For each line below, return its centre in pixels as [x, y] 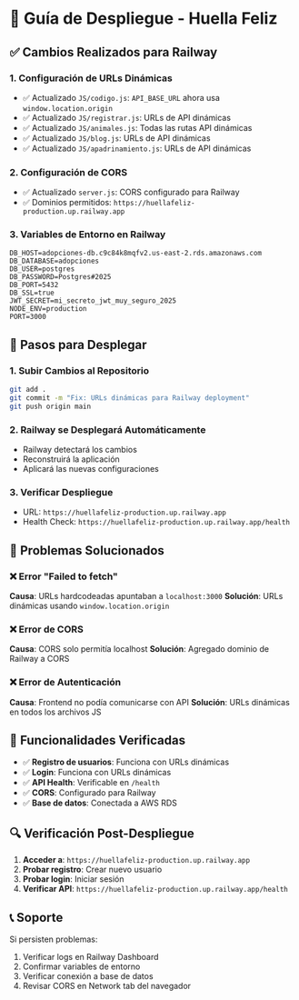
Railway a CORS [40, 659]
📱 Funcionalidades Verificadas [98, 740]
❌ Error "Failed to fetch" [64, 576]
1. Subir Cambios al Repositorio [80, 370]
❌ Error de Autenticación [65, 683]
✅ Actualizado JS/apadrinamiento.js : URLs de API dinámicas [137, 148]
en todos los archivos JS [55, 712]
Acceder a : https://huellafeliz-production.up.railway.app [136, 860]
